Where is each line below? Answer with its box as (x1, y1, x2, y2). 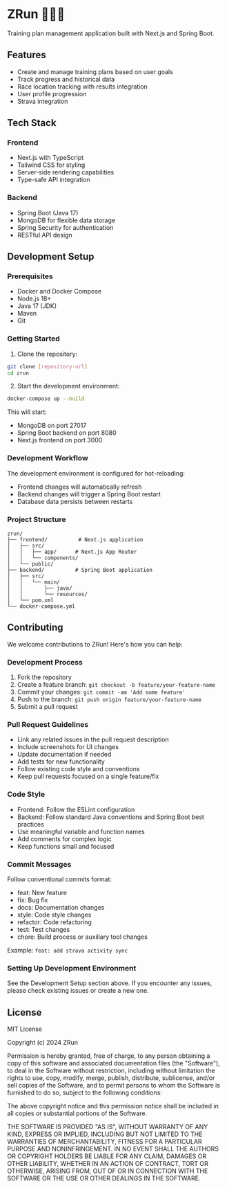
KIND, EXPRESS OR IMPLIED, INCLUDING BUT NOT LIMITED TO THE (7, 1130, 203, 1138)
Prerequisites (7, 271, 53, 281)
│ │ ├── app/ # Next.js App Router (7, 548, 137, 555)
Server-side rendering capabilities (17, 168, 115, 177)
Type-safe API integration (17, 176, 91, 184)
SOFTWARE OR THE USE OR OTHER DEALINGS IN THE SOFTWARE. (7, 1174, 201, 1182)
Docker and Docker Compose (17, 287, 102, 296)
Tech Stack (7, 117, 57, 129)
